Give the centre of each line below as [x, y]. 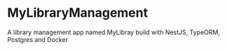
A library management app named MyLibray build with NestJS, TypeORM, [114, 32]
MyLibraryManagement [78, 13]
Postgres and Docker [38, 39]
